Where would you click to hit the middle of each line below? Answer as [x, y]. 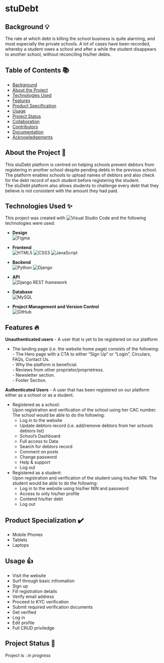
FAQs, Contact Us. [31, 359]
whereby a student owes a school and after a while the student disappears [81, 49]
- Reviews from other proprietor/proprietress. [58, 370]
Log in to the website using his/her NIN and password [74, 489]
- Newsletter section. [33, 375]
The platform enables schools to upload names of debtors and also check [80, 175]
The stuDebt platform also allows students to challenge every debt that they [82, 185]
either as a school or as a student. [40, 395]
